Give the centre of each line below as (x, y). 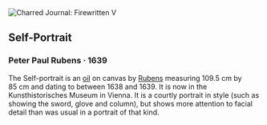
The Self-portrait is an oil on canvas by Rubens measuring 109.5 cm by (125, 78)
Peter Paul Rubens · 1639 (58, 61)
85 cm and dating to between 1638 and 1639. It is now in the (108, 87)
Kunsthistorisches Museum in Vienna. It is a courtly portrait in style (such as (134, 95)
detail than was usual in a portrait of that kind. (84, 112)
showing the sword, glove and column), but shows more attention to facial (130, 103)
